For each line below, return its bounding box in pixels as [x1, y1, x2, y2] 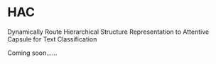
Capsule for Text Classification [7, 34, 97, 43]
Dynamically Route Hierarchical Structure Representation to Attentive [7, 27, 210, 36]
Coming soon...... [7, 49, 58, 57]
